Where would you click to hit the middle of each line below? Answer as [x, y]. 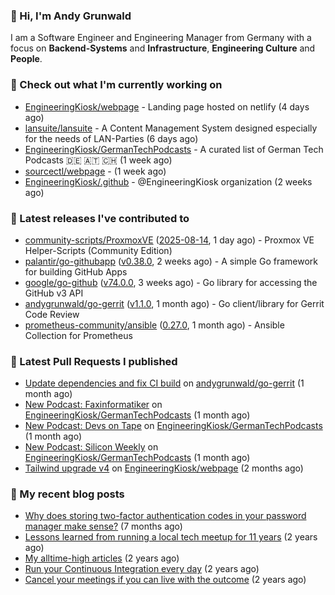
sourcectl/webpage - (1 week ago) [95, 171]
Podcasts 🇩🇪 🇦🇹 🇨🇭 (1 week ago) [98, 160]
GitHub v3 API [54, 293]
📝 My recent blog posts [67, 494]
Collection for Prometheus [78, 335]
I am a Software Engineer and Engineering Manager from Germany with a [161, 38]
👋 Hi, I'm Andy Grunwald [71, 16]
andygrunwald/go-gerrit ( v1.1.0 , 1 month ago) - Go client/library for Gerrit [174, 303]
